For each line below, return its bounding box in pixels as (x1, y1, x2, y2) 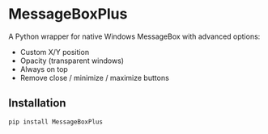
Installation (8, 96, 66, 110)
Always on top (19, 64, 69, 73)
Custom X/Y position (19, 47, 90, 57)
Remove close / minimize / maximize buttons (19, 73, 170, 82)
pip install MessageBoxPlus (8, 118, 104, 126)
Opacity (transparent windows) (19, 56, 124, 65)
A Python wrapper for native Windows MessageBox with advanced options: (8, 31, 261, 41)
